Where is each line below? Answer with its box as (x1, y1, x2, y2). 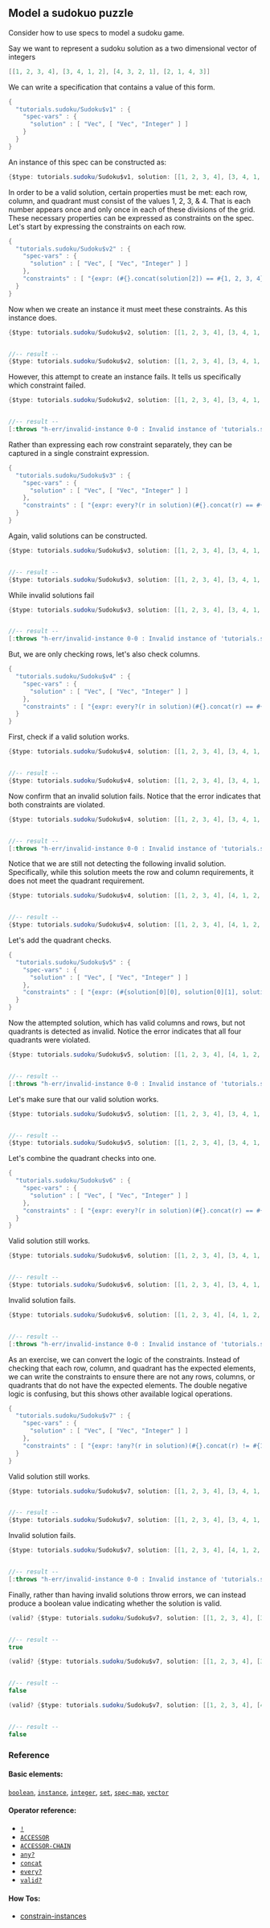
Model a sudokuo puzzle (8, 6, 134, 20)
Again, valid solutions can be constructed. (8, 531, 148, 541)
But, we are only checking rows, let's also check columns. (8, 649, 201, 659)
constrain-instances (19, 1911, 87, 1921)
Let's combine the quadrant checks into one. (8, 1154, 157, 1163)
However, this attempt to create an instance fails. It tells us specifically (8, 372, 241, 382)
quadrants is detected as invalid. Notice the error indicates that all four (8, 1026, 242, 1036)
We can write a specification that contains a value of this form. (8, 82, 215, 92)
